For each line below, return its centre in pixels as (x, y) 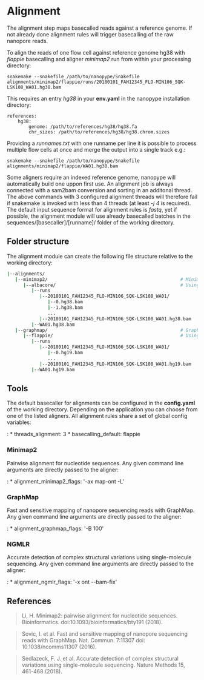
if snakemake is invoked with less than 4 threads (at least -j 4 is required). (99, 203)
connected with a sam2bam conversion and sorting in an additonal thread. (100, 190)
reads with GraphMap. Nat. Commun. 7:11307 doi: (83, 641)
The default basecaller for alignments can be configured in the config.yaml (101, 403)
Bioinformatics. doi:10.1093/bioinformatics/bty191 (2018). (92, 622)
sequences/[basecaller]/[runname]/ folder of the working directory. (91, 222)
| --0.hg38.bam (65, 302)
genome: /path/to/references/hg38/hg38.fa (83, 126)
